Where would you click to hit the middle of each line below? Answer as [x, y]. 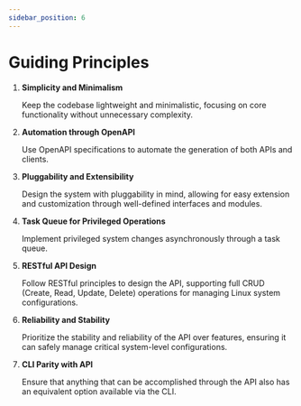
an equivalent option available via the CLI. [99, 391]
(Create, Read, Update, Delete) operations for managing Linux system [151, 292]
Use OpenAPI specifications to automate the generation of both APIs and [157, 149]
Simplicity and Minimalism [72, 88]
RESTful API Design [59, 265]
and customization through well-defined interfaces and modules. [142, 203]
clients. [35, 159]
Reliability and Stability [65, 319]
